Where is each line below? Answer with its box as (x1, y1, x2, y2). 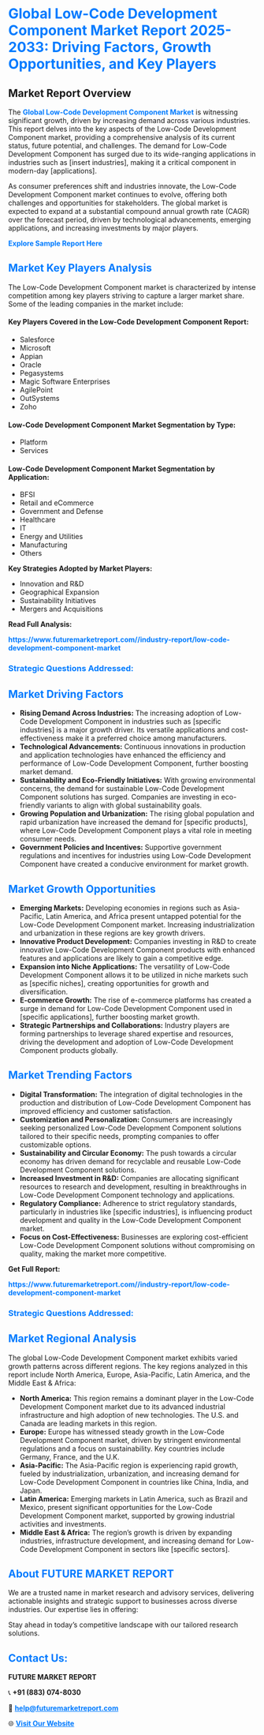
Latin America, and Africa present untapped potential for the (46, 911, 242, 920)
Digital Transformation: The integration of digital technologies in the (19, 1089, 243, 1099)
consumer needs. (19, 834, 77, 844)
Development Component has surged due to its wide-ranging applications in (8, 149, 256, 159)
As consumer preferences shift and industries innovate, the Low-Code (8, 182, 236, 190)
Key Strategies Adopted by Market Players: (8, 564, 153, 573)
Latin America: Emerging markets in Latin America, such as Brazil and (19, 1493, 248, 1504)
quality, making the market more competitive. (19, 1249, 167, 1258)
